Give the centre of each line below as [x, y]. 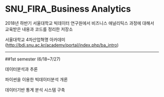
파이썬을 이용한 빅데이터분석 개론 [37, 79]
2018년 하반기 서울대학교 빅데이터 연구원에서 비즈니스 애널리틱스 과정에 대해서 [80, 23]
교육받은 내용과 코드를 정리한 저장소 [39, 29]
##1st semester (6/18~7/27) [33, 59]
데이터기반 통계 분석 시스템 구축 [35, 90]
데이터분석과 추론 [21, 69]
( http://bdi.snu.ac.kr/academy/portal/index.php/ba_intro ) [62, 45]
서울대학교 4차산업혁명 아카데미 [35, 39]
